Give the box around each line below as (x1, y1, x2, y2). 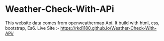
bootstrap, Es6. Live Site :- (5, 25, 60, 31)
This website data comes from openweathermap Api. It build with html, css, (5, 20, 160, 26)
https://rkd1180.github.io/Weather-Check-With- (60, 25, 157, 31)
